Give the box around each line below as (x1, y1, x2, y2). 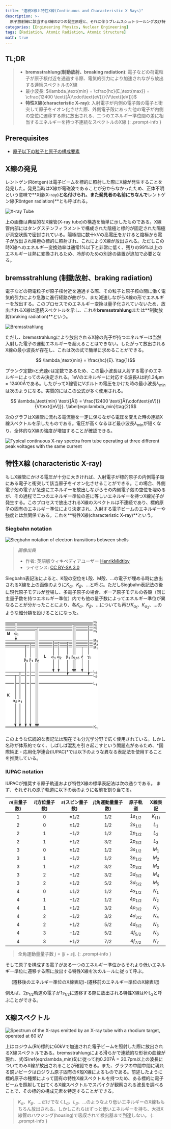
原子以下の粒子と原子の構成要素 (12, 148, 80, 154)
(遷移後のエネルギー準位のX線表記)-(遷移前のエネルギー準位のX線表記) (11, 979, 160, 985)
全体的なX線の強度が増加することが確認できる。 (14, 428, 116, 434)
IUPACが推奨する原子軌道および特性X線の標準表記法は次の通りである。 (5, 781, 155, 787)
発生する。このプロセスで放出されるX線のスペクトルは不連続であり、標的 (5, 499, 159, 505)
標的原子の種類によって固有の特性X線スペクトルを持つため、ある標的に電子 (5, 1075, 164, 1081)
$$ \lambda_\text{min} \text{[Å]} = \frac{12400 (10, 398, 108, 404)
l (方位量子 (34, 799, 55, 805)
